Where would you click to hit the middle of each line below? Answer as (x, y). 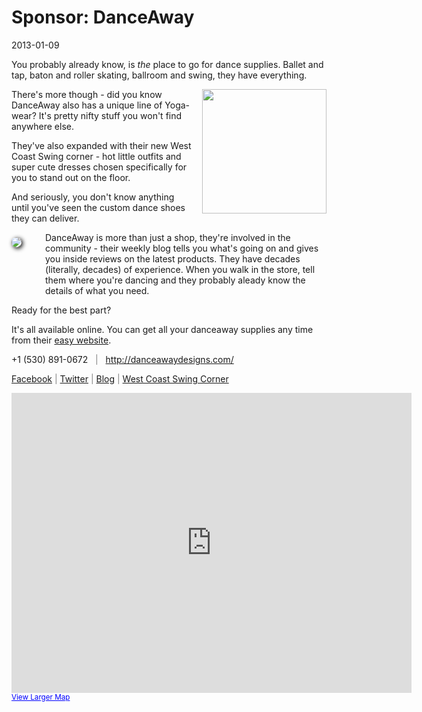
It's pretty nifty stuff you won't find (110, 115)
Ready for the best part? (61, 310)
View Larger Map (41, 697)
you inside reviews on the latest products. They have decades (173, 258)
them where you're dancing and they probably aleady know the (175, 280)
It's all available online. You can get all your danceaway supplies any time (162, 329)
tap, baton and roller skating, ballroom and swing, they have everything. (159, 75)
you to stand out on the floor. (71, 177)
